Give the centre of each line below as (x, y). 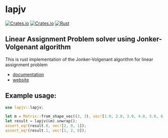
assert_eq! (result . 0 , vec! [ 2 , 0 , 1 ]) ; (46, 126)
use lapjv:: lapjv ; (24, 107)
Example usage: (31, 96)
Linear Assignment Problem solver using (70, 39)
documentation (28, 74)
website (21, 80)
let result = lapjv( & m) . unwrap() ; (41, 121)
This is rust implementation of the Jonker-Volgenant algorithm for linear (79, 59)
